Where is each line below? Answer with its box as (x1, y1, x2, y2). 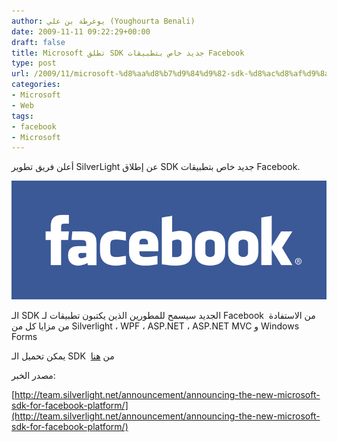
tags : (11, 111, 34, 121)
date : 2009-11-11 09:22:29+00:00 (11, 26, 151, 37)
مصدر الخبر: (11, 369, 56, 381)
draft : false (11, 37, 66, 47)
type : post (11, 58, 57, 69)
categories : (11, 80, 61, 90)
